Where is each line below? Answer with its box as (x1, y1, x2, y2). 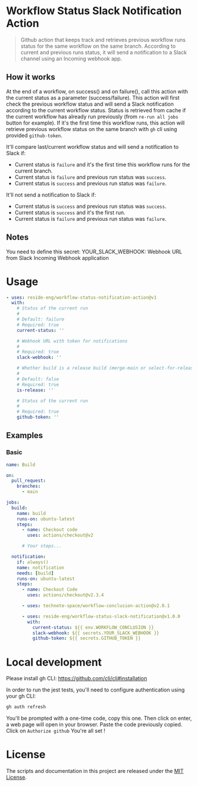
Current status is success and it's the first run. (14, 208, 126, 216)
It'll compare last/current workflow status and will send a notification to (6, 143, 179, 150)
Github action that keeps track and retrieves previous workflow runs (20, 36, 186, 43)
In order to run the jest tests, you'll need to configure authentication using (6, 686, 185, 693)
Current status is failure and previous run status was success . (14, 173, 167, 181)
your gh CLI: (6, 693, 37, 700)
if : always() (16, 559, 49, 565)
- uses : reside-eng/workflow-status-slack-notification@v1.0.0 (21, 613, 181, 619)
